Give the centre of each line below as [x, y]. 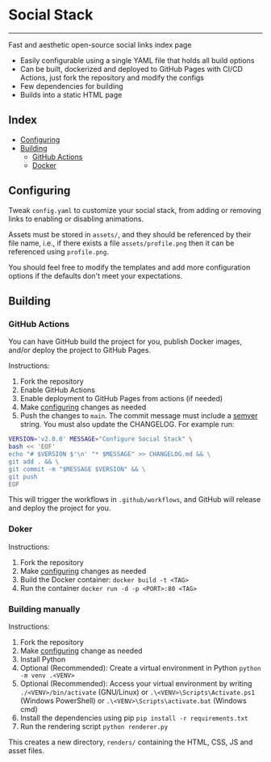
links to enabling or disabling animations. [76, 219]
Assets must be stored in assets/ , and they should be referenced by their [130, 234]
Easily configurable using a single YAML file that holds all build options [137, 60]
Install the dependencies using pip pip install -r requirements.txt [134, 718]
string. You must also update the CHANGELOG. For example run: [127, 425]
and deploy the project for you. [60, 508]
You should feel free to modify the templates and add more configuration [129, 267]
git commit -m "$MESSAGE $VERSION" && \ [77, 469]
